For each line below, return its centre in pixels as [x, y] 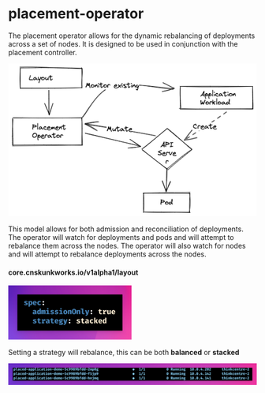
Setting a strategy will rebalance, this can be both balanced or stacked [124, 353]
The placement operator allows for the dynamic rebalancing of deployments [132, 36]
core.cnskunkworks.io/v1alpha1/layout [73, 272]
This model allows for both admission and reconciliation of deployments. [126, 229]
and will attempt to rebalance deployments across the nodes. [107, 254]
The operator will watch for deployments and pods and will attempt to [121, 237]
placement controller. [43, 52]
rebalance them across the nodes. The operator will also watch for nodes [127, 245]
